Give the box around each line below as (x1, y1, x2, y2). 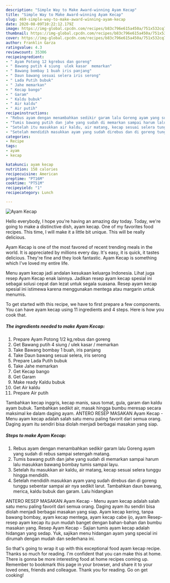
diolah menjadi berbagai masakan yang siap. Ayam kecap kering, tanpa (6, 508, 154, 515)
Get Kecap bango (13, 368, 50, 374)
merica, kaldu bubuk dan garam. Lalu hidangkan (13, 488, 114, 494)
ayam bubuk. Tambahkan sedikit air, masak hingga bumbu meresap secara (6, 405, 161, 411)
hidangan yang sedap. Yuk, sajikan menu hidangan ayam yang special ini (6, 530, 158, 536)
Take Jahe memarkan (13, 363, 59, 369)
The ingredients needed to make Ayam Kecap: (6, 324, 105, 330)
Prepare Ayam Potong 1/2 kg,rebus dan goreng (13, 336, 110, 342)
